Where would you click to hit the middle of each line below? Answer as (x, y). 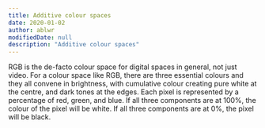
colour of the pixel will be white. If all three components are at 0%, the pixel (131, 109)
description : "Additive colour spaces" (74, 45)
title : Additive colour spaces (60, 15)
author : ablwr (32, 30)
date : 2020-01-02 (37, 23)
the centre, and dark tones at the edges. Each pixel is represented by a (123, 92)
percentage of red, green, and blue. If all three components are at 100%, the (132, 101)
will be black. (30, 117)
